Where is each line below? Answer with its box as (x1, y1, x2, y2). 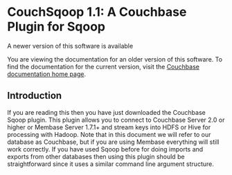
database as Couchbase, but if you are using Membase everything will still (7, 138, 220, 146)
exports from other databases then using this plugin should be (7, 152, 185, 160)
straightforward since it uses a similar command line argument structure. (7, 160, 215, 168)
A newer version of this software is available (7, 42, 134, 50)
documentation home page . (7, 70, 87, 78)
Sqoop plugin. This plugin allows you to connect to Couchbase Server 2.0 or (7, 116, 225, 124)
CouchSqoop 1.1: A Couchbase (7, 4, 187, 20)
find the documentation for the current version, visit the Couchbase (7, 62, 199, 71)
